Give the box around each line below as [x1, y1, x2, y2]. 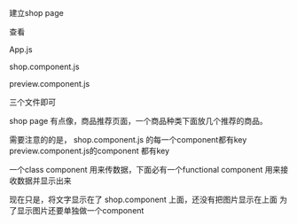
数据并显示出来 [16, 175, 72, 186]
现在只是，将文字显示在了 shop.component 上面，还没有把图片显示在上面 [9, 194, 277, 205]
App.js [9, 44, 33, 55]
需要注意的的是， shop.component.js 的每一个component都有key [9, 135, 247, 144]
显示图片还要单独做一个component [16, 205, 145, 215]
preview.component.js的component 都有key [9, 145, 170, 156]
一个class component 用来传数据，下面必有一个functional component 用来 [9, 165, 281, 174]
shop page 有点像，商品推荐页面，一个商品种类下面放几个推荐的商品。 [9, 116, 268, 126]
